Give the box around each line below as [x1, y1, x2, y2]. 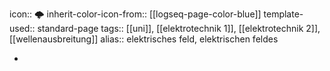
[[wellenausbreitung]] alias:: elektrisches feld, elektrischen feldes [9, 33, 279, 45]
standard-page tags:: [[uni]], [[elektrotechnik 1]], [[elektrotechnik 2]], [37, 23, 321, 34]
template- [263, 8, 304, 20]
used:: [9, 23, 36, 34]
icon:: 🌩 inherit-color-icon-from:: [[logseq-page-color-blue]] [9, 8, 262, 20]
